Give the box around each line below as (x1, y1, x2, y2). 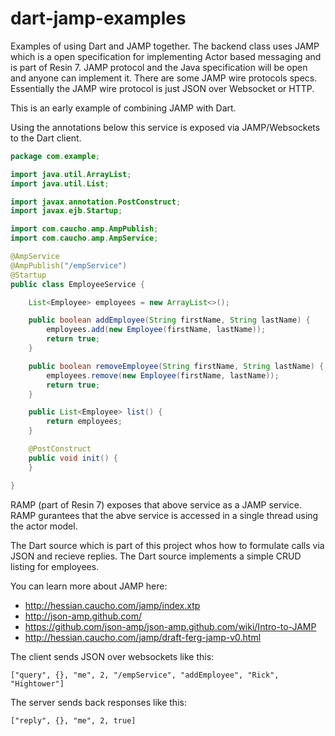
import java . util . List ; (10, 178, 110, 189)
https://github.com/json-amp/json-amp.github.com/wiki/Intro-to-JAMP (24, 620, 317, 632)
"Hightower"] (10, 678, 65, 689)
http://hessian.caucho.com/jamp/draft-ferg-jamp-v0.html (24, 631, 262, 643)
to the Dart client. (10, 132, 82, 144)
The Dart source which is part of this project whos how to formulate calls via (10, 539, 325, 551)
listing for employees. (10, 560, 100, 572)
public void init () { (28, 453, 118, 463)
